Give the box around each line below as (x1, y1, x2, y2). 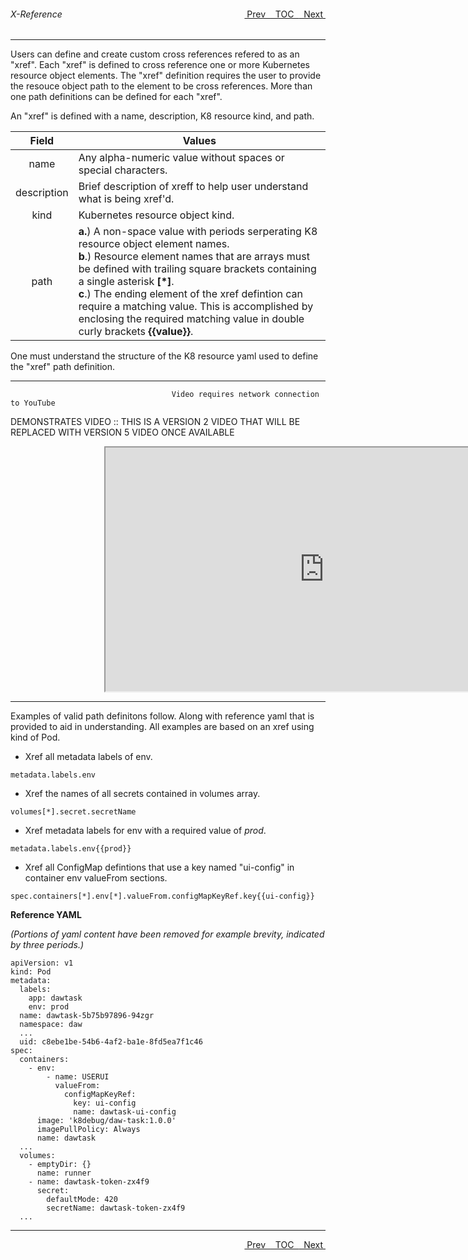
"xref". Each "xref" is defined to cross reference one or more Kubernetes (10, 59, 311, 71)
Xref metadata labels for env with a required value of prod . (24, 825, 267, 837)
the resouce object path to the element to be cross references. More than (10, 80, 313, 92)
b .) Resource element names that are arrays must (78, 250, 310, 264)
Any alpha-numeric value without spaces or (78, 151, 285, 165)
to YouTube (10, 398, 56, 409)
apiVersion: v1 (10, 958, 74, 969)
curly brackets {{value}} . (78, 325, 194, 339)
